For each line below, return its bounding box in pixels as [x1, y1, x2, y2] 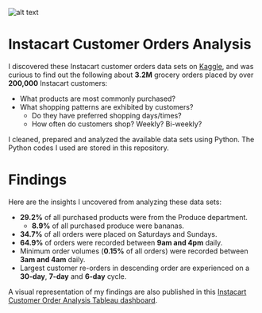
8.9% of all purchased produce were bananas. [31, 221, 185, 230]
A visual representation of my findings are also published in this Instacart [8, 287, 247, 296]
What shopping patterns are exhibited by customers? [19, 102, 194, 111]
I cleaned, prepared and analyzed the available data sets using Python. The [8, 134, 255, 144]
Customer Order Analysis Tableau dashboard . [8, 295, 158, 305]
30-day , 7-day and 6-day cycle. [19, 271, 127, 281]
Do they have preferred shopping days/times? [31, 110, 182, 120]
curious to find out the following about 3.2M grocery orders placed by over [8, 70, 254, 79]
